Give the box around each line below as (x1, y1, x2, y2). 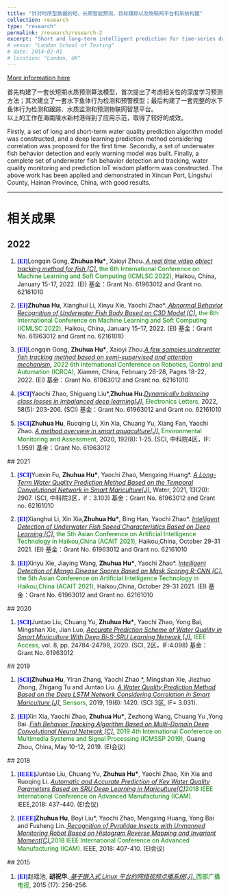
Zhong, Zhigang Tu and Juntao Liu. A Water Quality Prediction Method (16, 682, 216, 691)
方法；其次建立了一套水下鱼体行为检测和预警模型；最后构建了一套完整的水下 (7, 96, 223, 104)
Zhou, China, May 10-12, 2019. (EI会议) (16, 742, 126, 750)
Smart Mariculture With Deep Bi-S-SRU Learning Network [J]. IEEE (16, 632, 207, 641)
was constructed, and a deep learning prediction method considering (7, 135, 203, 143)
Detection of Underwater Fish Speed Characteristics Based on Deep (16, 522, 211, 531)
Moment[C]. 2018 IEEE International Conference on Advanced (16, 836, 190, 845)
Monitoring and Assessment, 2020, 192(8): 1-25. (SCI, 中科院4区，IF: (16, 435, 211, 443)
